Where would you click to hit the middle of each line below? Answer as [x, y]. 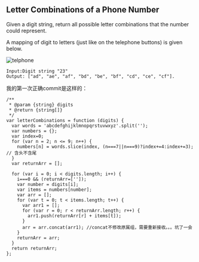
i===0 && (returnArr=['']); [52, 179]
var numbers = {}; [35, 131]
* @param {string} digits [41, 105]
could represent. [26, 31]
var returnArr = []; [37, 163]
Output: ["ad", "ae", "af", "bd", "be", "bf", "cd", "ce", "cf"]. [91, 76]
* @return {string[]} [36, 110]
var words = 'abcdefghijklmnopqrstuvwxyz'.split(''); [80, 126]
